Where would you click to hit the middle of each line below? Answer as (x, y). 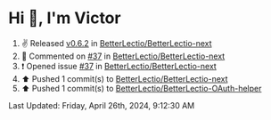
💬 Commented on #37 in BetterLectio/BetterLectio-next (123, 56)
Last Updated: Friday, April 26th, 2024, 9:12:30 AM (102, 105)
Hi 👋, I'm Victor (65, 18)
